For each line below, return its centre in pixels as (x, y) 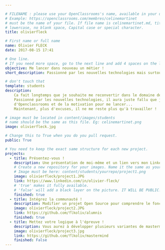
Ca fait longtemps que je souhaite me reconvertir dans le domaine (84, 95)
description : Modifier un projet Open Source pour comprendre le (82, 204)
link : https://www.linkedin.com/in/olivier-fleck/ (67, 181)
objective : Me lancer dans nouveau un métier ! (55, 68)
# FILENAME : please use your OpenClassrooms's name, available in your (81, 14)
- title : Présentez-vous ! (37, 158)
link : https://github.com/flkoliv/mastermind (61, 236)
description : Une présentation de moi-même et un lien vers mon (81, 163)
